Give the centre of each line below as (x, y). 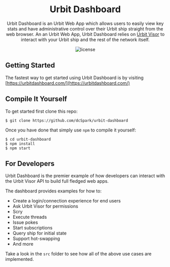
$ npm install (20, 144)
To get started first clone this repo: (41, 111)
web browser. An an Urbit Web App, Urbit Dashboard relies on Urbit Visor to (85, 34)
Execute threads (30, 217)
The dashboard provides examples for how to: (54, 191)
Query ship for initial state (40, 233)
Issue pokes (25, 222)
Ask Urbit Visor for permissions (45, 206)
